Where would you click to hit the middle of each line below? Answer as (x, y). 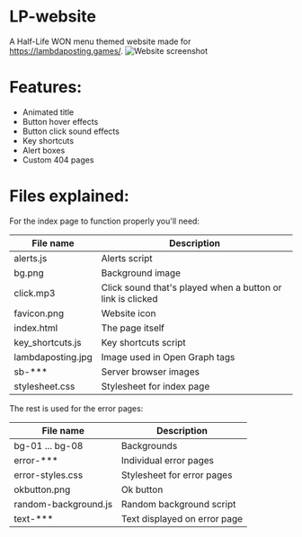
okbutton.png (42, 489)
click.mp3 (35, 293)
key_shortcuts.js (48, 342)
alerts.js (31, 258)
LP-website (53, 17)
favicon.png (39, 313)
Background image (141, 273)
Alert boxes (44, 150)
